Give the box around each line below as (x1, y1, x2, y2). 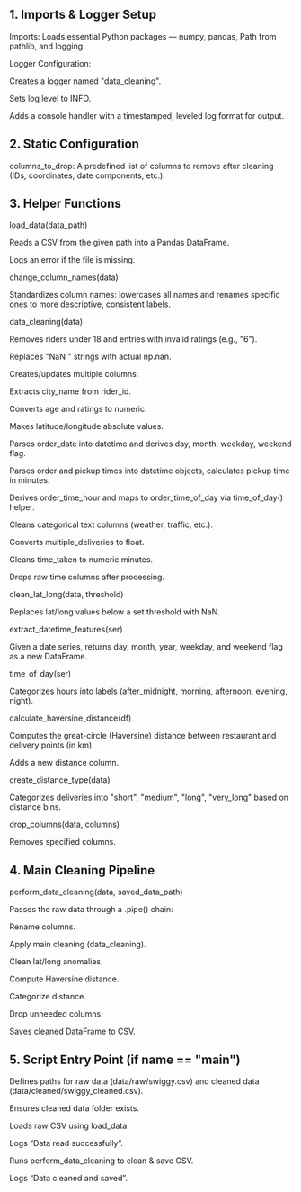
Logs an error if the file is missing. (9, 255, 136, 265)
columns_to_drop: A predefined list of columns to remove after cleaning (9, 160, 274, 171)
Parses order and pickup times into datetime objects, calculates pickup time (9, 465, 290, 476)
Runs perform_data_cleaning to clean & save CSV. (9, 1155, 194, 1166)
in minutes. (9, 475, 50, 486)
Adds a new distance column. (9, 757, 120, 768)
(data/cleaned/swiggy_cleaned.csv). (9, 1086, 144, 1097)
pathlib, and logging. (9, 40, 85, 51)
